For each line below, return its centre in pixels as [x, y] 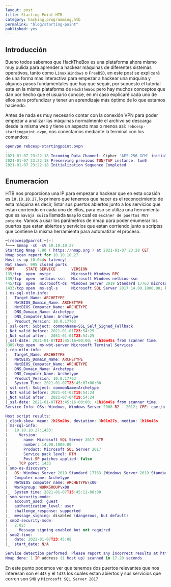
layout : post [19, 10]
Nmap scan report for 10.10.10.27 [42, 255]
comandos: [17, 137]
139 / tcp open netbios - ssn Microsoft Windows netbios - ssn [72, 279]
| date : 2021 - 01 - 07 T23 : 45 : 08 [38, 540]
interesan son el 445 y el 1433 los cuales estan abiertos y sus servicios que [83, 573]
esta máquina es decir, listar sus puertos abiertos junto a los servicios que [83, 204]
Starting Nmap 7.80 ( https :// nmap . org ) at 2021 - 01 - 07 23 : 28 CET [77, 250]
